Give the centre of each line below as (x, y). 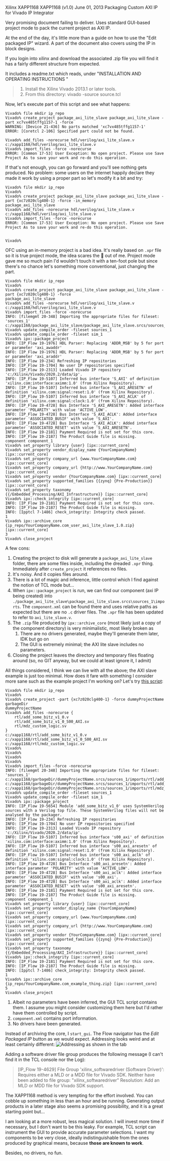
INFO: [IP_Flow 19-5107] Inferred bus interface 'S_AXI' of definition (82, 379)
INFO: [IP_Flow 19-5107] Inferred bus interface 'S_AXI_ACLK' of (75, 397)
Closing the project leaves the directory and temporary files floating (83, 655)
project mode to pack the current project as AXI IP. (58, 28)
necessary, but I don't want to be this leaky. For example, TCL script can (80, 1127)
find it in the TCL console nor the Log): (46, 1059)
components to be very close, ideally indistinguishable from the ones (77, 1138)
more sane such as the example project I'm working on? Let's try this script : (84, 681)
